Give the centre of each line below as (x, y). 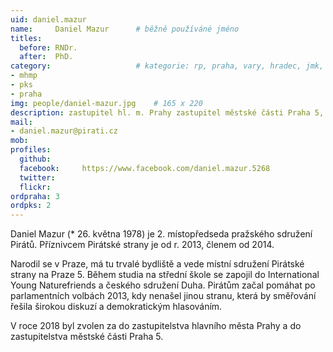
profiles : (31, 150)
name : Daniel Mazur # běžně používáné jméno (125, 29)
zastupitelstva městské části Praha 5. (87, 337)
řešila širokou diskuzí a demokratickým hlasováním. (116, 307)
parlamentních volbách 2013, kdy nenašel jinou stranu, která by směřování (163, 296)
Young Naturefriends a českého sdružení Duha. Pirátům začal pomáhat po (163, 285)
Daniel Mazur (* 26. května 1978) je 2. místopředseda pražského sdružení (161, 234)
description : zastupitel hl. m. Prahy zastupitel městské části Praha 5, (167, 112)
